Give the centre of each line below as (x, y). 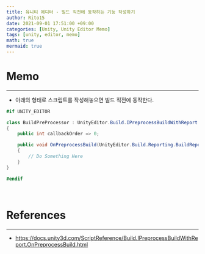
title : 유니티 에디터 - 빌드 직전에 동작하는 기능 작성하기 (71, 12)
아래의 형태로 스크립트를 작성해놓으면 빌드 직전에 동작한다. (85, 100)
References (36, 215)
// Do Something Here (56, 157)
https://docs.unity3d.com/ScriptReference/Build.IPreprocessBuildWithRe (106, 238)
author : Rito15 (26, 18)
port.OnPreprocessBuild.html (52, 244)
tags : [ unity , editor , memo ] (43, 35)
